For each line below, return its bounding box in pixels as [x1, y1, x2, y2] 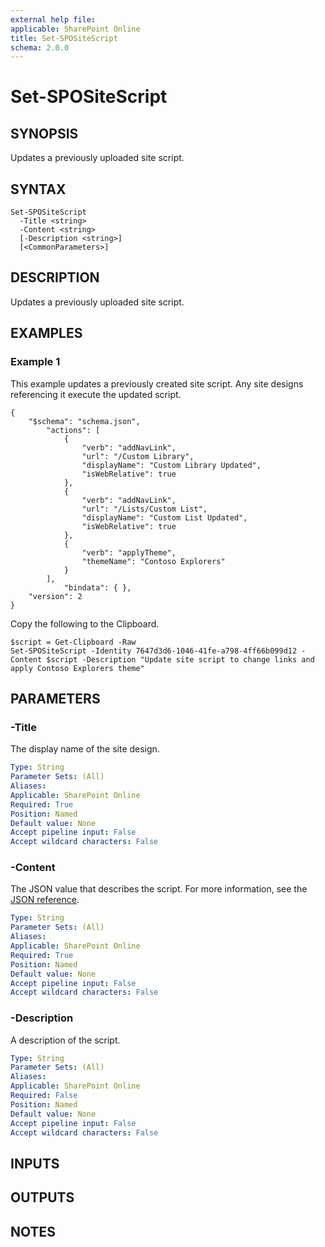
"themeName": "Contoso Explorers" [81, 556, 226, 566]
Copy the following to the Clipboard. [10, 617, 160, 630]
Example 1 [10, 355, 61, 369]
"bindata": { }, [63, 582, 132, 593]
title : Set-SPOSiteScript [10, 33, 118, 43]
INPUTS [10, 1155, 60, 1172]
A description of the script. [10, 1034, 121, 1046]
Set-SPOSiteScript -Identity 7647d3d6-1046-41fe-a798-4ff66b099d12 [10, 646, 298, 656]
